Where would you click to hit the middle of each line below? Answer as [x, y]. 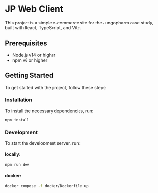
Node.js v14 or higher [34, 55]
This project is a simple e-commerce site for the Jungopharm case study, [79, 23]
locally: [13, 154]
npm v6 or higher [30, 60]
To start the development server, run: [42, 143]
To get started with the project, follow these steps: [56, 87]
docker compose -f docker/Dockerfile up [47, 186]
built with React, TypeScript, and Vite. [43, 27]
